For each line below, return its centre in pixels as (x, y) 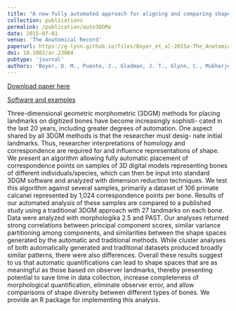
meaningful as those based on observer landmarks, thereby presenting (110, 270)
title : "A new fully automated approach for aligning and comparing (110, 14)
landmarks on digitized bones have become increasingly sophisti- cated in (115, 121)
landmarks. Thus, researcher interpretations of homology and (96, 143)
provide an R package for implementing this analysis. (84, 300)
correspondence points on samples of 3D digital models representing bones (118, 165)
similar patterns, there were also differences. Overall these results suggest (115, 255)
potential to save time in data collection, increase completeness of (103, 277)
